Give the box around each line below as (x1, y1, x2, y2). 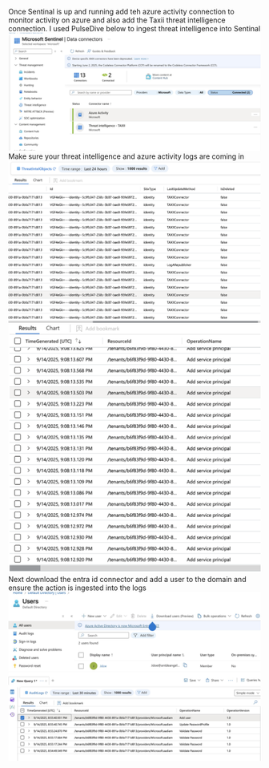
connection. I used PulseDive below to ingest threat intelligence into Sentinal (8, 24, 261, 33)
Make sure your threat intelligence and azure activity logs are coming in (8, 152, 244, 161)
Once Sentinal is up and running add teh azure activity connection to (8, 7, 235, 16)
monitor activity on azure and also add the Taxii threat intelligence (8, 15, 226, 25)
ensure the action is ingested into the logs (8, 583, 147, 592)
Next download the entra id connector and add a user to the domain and (8, 575, 247, 584)
